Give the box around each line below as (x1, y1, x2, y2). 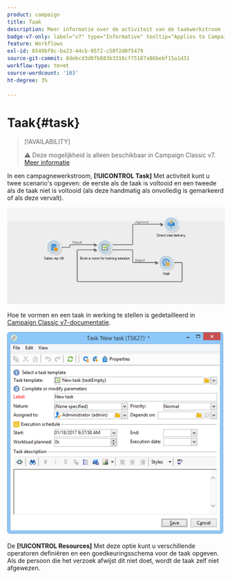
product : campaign (7, 11, 60, 18)
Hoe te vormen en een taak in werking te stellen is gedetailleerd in (7, 311, 195, 320)
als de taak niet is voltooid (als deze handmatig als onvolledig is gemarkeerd (7, 187, 224, 195)
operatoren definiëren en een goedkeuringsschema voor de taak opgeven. (7, 549, 220, 557)
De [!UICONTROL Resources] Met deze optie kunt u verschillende (7, 542, 195, 550)
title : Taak (7, 18, 41, 26)
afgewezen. (7, 564, 41, 572)
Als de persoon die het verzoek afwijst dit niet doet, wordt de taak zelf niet (7, 556, 220, 564)
